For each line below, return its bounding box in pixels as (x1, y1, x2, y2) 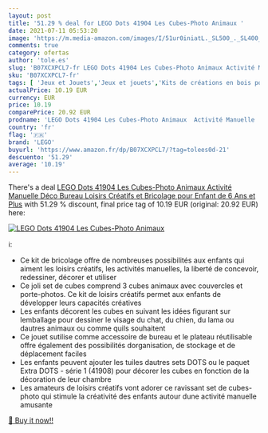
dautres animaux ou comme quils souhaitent (19, 323, 166, 333)
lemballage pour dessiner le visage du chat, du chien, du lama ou (19, 315, 235, 325)
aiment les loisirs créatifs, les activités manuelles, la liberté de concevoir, (19, 264, 259, 274)
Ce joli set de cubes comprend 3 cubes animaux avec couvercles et (19, 281, 243, 291)
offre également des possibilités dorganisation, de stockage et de (19, 341, 235, 351)
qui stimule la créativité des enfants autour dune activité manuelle (41, 391, 258, 401)
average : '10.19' (8, 161, 66, 169)
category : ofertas (8, 49, 69, 57)
